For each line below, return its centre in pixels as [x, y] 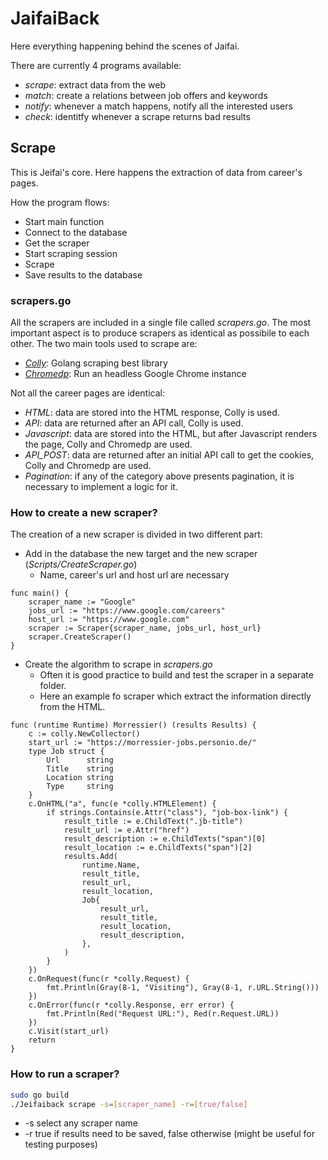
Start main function [64, 221]
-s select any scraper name [81, 1123]
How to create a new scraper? [84, 512]
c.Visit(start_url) [69, 1032]
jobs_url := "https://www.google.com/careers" [127, 611]
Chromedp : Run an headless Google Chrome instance [135, 374]
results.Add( [90, 857]
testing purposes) [61, 1144]
